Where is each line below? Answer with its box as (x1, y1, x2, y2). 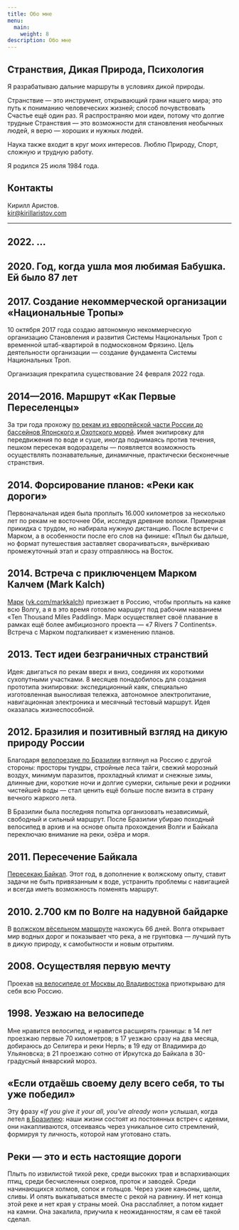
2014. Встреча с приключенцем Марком (7, 567, 197, 579)
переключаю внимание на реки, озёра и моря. (7, 830, 151, 839)
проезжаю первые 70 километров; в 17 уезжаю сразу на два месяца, (7, 1034, 219, 1043)
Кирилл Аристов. (7, 201, 59, 210)
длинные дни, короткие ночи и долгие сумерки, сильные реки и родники (7, 778, 231, 787)
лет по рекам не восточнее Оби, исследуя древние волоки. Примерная (7, 516, 226, 524)
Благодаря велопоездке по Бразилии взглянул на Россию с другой (7, 756, 212, 765)
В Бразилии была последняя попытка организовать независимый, (7, 807, 210, 816)
